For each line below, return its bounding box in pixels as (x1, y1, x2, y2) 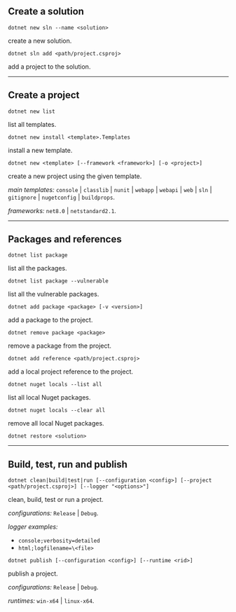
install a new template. (8, 146, 73, 154)
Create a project (8, 89, 80, 101)
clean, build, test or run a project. (8, 496, 104, 504)
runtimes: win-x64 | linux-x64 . (8, 597, 95, 605)
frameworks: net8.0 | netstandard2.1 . (8, 206, 116, 215)
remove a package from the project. (8, 341, 111, 350)
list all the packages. (8, 264, 67, 273)
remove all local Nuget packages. (8, 419, 104, 428)
